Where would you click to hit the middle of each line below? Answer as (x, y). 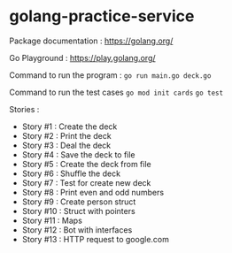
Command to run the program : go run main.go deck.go (110, 75)
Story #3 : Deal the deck (66, 145)
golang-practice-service (102, 16)
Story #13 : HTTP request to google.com (96, 239)
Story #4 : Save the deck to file (78, 154)
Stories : (24, 109)
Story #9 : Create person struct (79, 202)
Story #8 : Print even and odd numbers (93, 192)
